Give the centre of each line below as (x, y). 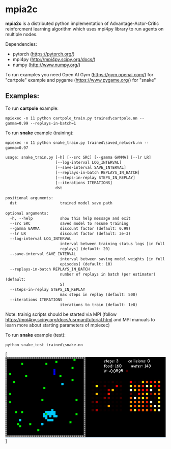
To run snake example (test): (36, 335)
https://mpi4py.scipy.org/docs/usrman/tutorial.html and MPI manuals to (80, 319)
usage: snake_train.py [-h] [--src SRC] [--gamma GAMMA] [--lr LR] (78, 157)
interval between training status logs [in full (112, 244)
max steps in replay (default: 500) (99, 294)
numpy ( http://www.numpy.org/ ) (46, 65)
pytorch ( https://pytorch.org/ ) (44, 54)
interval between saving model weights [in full (112, 259)
